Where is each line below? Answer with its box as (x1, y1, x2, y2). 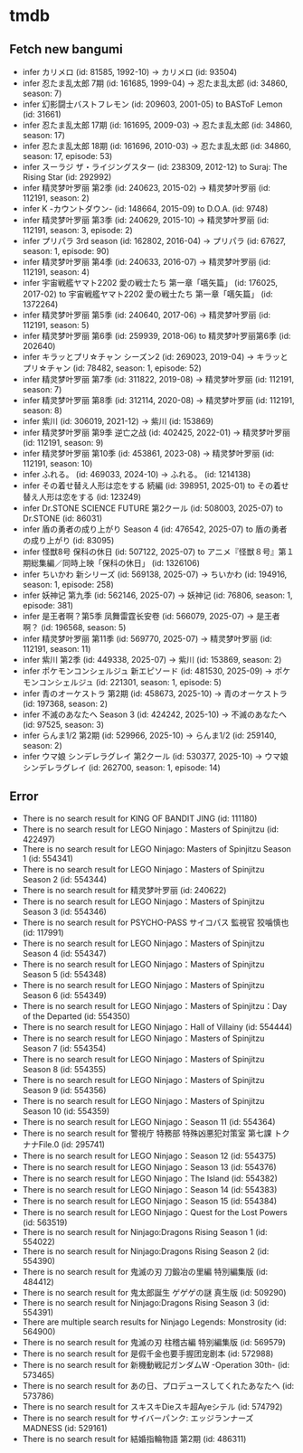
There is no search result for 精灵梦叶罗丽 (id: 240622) (22, 884, 227, 895)
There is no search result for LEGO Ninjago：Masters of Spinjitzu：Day (22, 1000, 288, 1011)
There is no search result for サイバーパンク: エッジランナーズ (22, 1412, 254, 1423)
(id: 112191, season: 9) (22, 438, 104, 448)
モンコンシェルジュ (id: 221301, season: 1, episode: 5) (22, 677, 222, 687)
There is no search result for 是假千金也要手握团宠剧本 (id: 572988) (22, 1348, 274, 1359)
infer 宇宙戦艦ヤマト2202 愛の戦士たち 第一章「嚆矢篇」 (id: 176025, (22, 278, 279, 288)
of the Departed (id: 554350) (22, 1010, 131, 1022)
